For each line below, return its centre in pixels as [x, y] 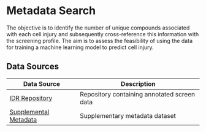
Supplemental [29, 112]
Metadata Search [51, 11]
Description [138, 83]
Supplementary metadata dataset [128, 115]
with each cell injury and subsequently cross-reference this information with [103, 34]
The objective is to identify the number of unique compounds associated [98, 28]
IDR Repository [31, 98]
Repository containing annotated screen [137, 94]
